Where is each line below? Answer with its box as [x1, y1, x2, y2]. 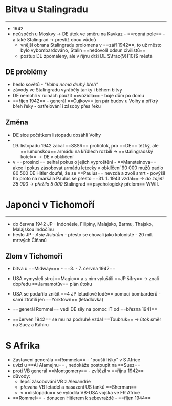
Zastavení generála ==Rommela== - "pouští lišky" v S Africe [12, 357, 141, 363]
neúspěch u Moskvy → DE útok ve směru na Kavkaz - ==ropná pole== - [12, 31, 165, 37]
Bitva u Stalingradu [5, 4, 89, 15]
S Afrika [5, 340, 40, 352]
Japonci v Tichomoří [5, 199, 95, 210]
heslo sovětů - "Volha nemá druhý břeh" [12, 81, 98, 87]
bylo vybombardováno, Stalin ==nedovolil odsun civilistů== [20, 47, 146, 53]
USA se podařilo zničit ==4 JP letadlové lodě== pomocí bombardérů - [12, 291, 161, 297]
